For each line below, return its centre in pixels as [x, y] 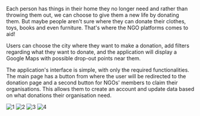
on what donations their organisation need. [59, 95]
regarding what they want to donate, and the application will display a [92, 52]
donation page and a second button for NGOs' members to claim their [92, 83]
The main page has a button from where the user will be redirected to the [96, 76]
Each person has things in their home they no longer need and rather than [97, 9]
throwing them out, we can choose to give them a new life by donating [93, 15]
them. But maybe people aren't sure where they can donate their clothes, [96, 21]
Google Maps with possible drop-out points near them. [74, 58]
